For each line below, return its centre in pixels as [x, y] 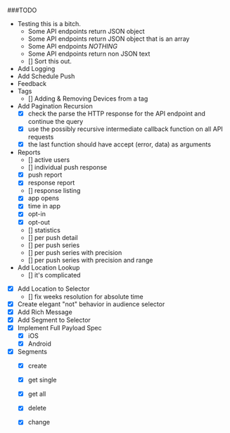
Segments [32, 352]
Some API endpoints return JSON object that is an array [109, 39]
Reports [29, 152]
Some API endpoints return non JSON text [89, 54]
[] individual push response [68, 168]
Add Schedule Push [46, 76]
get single [43, 380]
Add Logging [36, 69]
